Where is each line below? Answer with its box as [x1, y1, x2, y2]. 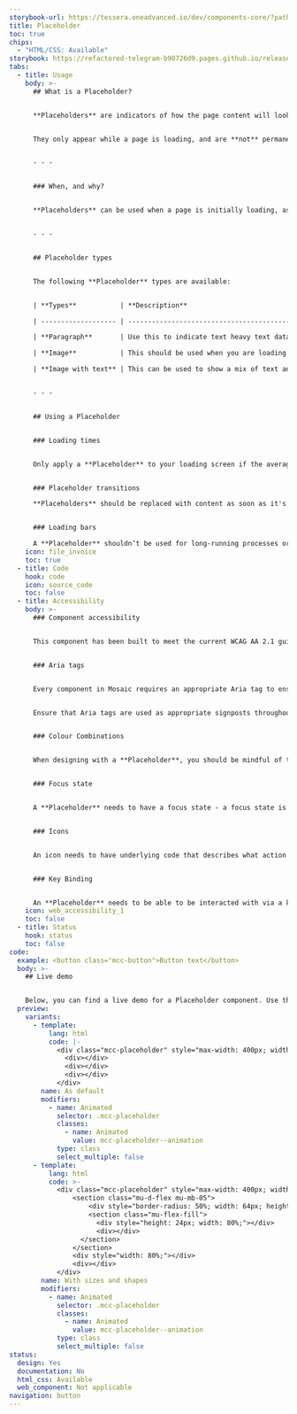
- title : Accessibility [17, 597, 104, 606]
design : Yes [17, 1358, 62, 1367]
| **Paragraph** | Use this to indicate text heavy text [32, 333, 271, 342]
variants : [25, 1013, 62, 1022]
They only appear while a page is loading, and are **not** [32, 135, 259, 144]
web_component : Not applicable [17, 1383, 133, 1392]
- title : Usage [17, 71, 73, 80]
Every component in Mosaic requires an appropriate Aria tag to [32, 684, 275, 694]
